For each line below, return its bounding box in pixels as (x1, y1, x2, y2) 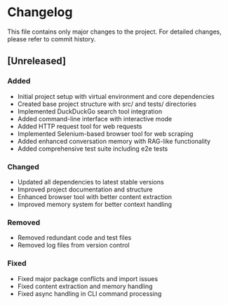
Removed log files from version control (17, 241, 130, 250)
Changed (7, 162, 40, 172)
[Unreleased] (7, 55, 67, 67)
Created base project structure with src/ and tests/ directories (17, 100, 196, 108)
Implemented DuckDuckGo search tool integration (17, 107, 163, 116)
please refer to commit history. (7, 34, 96, 43)
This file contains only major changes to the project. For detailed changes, (7, 27, 222, 36)
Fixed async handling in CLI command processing (17, 289, 162, 298)
